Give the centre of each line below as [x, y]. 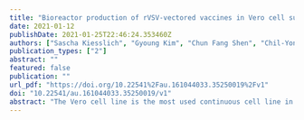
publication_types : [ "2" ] [58, 51]
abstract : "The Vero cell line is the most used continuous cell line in [152, 102]
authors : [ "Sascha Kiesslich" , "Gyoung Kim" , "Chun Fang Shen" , [133, 43]
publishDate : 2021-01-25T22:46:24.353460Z [90, 34]
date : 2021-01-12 [42, 26]
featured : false [40, 69]
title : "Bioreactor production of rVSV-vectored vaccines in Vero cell [147, 18]
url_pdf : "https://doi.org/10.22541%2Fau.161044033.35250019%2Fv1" [139, 85]
